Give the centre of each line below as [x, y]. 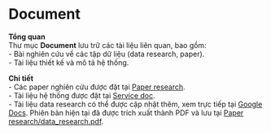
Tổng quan [27, 37]
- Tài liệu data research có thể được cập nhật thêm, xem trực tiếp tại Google [135, 104]
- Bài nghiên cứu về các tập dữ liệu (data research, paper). [107, 54]
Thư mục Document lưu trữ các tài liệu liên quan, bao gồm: [107, 45]
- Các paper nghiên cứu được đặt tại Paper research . [97, 87]
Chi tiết [21, 78]
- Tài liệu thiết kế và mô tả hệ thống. [69, 63]
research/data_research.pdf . [56, 121]
